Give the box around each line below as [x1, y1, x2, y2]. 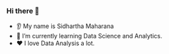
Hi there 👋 [6, 6, 40, 16]
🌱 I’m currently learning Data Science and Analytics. [16, 32, 163, 40]
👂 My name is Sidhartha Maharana [16, 22, 114, 30]
